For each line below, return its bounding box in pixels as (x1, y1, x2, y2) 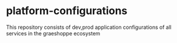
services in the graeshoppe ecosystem (6, 29, 101, 37)
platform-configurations (6, 4, 128, 18)
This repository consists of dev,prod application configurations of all (6, 24, 172, 31)
